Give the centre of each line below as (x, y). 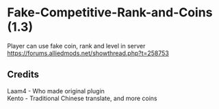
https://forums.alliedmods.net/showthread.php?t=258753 (88, 53)
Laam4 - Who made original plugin (56, 91)
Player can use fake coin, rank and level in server (76, 46)
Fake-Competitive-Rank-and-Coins (110, 13)
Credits (23, 75)
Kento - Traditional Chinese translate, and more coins (82, 98)
